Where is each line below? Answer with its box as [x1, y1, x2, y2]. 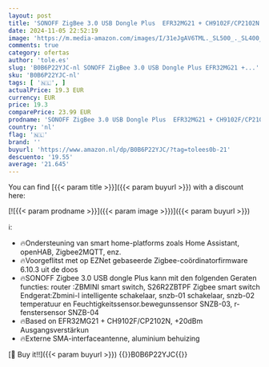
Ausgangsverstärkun [19, 325, 90, 335]
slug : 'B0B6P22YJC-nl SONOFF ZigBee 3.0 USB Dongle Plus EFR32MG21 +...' [8, 64, 260, 72]
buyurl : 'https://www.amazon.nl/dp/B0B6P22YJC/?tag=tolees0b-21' [8, 146, 231, 154]
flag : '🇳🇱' [8, 130, 48, 138]
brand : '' [8, 138, 42, 146]
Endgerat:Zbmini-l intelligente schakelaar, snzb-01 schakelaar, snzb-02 [19, 291, 255, 301]
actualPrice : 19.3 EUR [8, 86, 84, 94]
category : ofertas [8, 49, 70, 57]
